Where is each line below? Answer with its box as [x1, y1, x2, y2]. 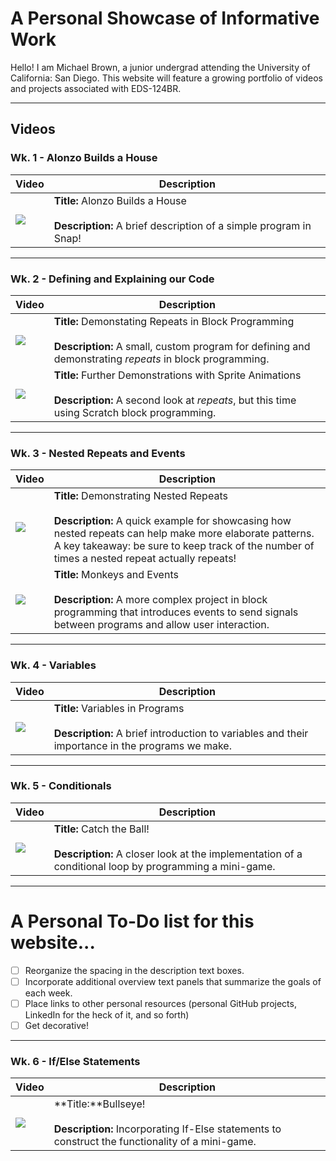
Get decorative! [24, 1019, 89, 1031]
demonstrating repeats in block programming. [53, 352, 270, 366]
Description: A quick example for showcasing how [53, 514, 292, 528]
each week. [24, 987, 73, 999]
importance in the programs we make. [53, 738, 232, 752]
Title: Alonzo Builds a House [53, 193, 187, 207]
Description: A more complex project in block [53, 593, 268, 607]
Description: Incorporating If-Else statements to [53, 1122, 282, 1136]
